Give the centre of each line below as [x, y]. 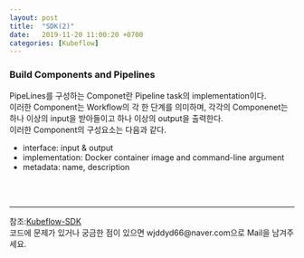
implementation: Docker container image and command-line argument [153, 157]
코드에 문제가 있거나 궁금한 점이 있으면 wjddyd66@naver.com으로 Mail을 [140, 233]
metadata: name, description [76, 167]
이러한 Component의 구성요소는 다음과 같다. [88, 129]
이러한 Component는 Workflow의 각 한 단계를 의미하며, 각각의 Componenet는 [149, 107]
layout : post [34, 18]
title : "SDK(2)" [42, 26]
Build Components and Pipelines [82, 75]
